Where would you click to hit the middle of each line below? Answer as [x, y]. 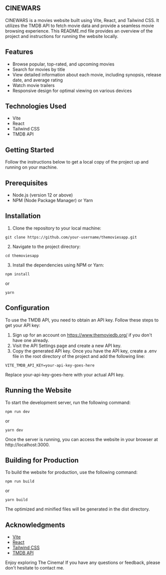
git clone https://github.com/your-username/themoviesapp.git [71, 237]
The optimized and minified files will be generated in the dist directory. [78, 509]
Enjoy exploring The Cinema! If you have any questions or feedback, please [83, 562]
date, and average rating [38, 80]
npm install [17, 274]
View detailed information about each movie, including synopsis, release [87, 74]
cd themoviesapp [22, 255]
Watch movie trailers [33, 85]
